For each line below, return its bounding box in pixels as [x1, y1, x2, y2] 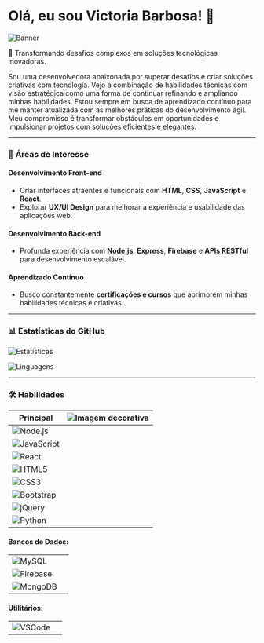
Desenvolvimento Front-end [8, 168, 102, 177]
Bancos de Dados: [8, 537, 69, 546]
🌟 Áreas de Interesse [8, 148, 89, 159]
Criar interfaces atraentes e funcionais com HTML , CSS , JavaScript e [19, 186, 246, 195]
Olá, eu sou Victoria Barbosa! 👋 [8, 7, 215, 25]
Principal [18, 412, 53, 423]
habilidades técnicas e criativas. [19, 298, 124, 308]
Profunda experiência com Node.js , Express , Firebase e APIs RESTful [19, 247, 249, 256]
